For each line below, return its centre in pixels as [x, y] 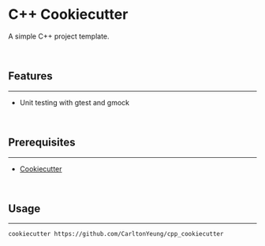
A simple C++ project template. [59, 36]
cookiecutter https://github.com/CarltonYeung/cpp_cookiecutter [116, 234]
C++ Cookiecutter [68, 15]
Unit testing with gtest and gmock [75, 102]
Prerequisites [42, 143]
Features [30, 76]
